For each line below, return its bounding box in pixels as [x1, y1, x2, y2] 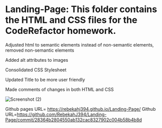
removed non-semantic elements [5, 47, 74, 53]
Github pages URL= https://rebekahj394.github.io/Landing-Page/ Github [5, 106, 156, 112]
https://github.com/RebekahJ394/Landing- [17, 111, 107, 117]
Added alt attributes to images [5, 57, 68, 63]
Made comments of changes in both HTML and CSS [5, 86, 114, 92]
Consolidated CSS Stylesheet [5, 67, 67, 73]
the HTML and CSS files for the [5, 14, 138, 26]
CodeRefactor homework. [5, 25, 116, 36]
